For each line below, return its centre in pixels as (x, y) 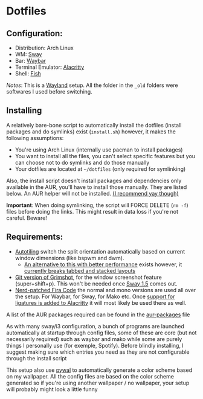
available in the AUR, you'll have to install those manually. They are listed (97, 187)
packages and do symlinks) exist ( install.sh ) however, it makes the (91, 132)
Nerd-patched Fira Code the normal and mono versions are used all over (105, 290)
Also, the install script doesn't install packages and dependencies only (94, 180)
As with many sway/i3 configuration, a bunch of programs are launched (95, 326)
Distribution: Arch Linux (44, 48)
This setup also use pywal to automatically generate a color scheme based (99, 370)
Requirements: (35, 237)
